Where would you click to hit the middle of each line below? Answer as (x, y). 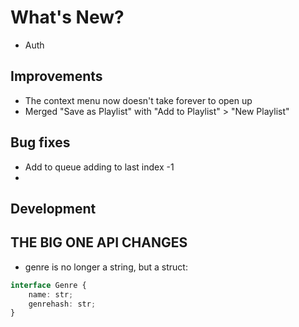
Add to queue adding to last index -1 (99, 167)
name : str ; (51, 294)
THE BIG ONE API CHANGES (99, 242)
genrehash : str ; (62, 304)
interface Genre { (48, 285)
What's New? (67, 17)
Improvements (56, 76)
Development (53, 208)
